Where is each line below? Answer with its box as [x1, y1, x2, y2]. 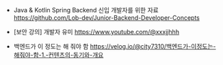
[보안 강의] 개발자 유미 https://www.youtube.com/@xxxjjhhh [13, 28, 180, 36]
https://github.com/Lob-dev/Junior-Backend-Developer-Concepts [13, 14, 200, 22]
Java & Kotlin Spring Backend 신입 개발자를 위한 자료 [13, 6, 159, 14]
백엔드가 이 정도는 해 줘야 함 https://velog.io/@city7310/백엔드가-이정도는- [13, 42, 216, 50]
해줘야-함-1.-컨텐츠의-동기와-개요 [13, 51, 104, 59]
